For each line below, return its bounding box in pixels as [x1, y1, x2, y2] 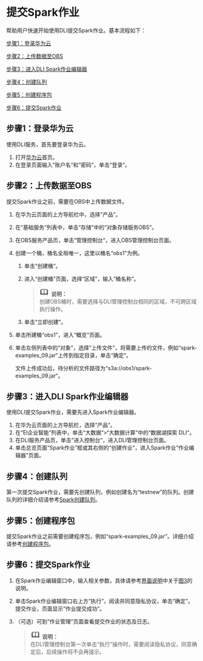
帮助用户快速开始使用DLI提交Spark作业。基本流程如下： [6, 27, 147, 34]
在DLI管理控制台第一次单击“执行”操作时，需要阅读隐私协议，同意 [30, 640, 192, 648]
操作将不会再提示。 [56, 648, 105, 655]
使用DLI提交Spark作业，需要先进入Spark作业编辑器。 [6, 408, 140, 416]
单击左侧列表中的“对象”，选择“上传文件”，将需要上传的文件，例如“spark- [15, 344, 198, 351]
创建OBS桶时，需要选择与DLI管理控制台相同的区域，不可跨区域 [39, 297, 197, 305]
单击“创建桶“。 [24, 262, 61, 270]
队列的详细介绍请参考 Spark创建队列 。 [6, 496, 101, 503]
